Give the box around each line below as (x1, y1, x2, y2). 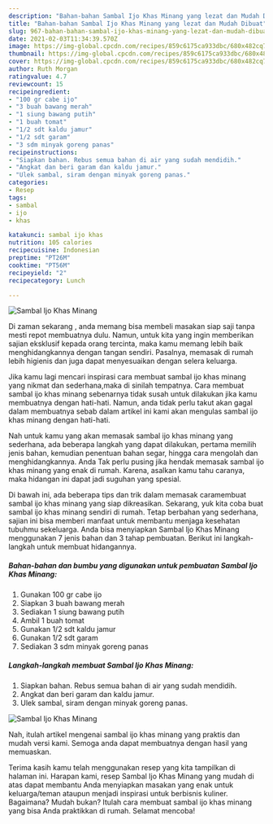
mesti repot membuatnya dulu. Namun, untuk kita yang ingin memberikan (8, 331, 254, 340)
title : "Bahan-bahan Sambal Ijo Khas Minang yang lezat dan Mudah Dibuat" (8, 20, 267, 28)
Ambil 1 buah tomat (19, 616, 85, 625)
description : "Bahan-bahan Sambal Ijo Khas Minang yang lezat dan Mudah (8, 11, 260, 20)
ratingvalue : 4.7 (8, 72, 67, 81)
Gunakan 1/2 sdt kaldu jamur (19, 625, 116, 634)
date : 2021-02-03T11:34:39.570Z (8, 34, 118, 43)
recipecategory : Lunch (8, 276, 85, 285)
